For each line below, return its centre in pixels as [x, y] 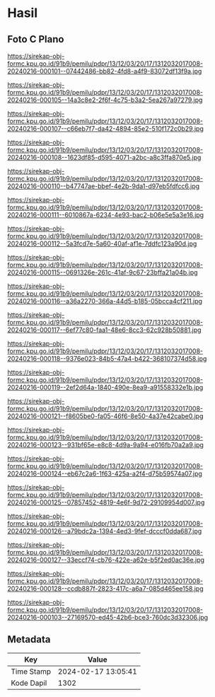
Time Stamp [31, 672]
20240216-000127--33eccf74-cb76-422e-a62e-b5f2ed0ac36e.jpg [106, 560]
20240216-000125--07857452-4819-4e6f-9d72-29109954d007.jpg [106, 502]
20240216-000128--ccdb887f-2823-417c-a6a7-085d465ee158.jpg [105, 588]
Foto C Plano [36, 39]
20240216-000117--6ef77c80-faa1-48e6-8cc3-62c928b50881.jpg [104, 330]
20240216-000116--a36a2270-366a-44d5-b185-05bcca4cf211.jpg [105, 301]
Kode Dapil [29, 683]
